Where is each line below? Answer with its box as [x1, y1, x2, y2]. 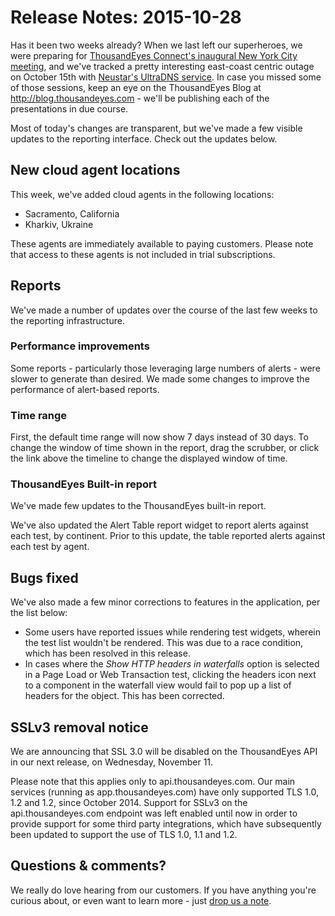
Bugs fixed [10, 569, 79, 586]
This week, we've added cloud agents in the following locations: [10, 188, 275, 200]
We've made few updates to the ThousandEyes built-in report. [10, 500, 267, 512]
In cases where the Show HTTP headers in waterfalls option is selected [24, 658, 320, 670]
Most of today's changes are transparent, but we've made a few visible [10, 122, 303, 134]
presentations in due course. [10, 102, 129, 115]
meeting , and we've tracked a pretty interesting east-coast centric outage [10, 60, 315, 72]
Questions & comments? [10, 857, 167, 875]
